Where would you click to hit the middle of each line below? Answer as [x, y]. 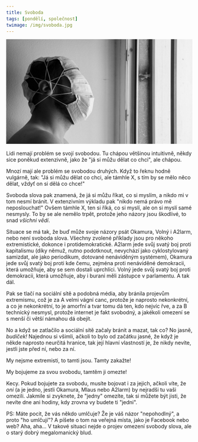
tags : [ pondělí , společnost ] [42, 19]
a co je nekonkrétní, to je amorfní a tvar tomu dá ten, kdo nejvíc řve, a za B [97, 306]
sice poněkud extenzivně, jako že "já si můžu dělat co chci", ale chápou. [94, 160]
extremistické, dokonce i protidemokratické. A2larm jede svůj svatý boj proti [99, 244]
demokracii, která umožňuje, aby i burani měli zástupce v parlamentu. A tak [98, 276]
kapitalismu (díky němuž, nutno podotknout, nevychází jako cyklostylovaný [98, 251]
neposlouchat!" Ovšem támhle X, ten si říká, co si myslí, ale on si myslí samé [99, 208]
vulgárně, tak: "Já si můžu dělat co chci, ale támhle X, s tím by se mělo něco [98, 178]
